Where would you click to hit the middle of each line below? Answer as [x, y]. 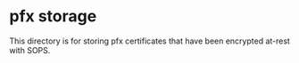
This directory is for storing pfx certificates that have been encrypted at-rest [149, 41]
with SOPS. [30, 50]
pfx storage [53, 16]
